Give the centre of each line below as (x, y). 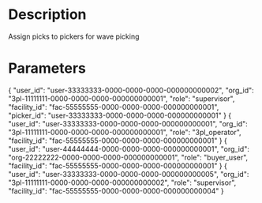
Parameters (47, 68)
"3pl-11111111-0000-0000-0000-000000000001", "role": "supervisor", (122, 98)
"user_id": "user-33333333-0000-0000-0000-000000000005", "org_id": (129, 174)
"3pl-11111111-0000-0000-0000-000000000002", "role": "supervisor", (122, 182)
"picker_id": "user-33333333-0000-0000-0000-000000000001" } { (120, 115)
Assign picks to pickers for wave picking (74, 36)
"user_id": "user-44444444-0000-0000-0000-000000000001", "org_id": (129, 148)
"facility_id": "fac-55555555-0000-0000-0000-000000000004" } (116, 190)
